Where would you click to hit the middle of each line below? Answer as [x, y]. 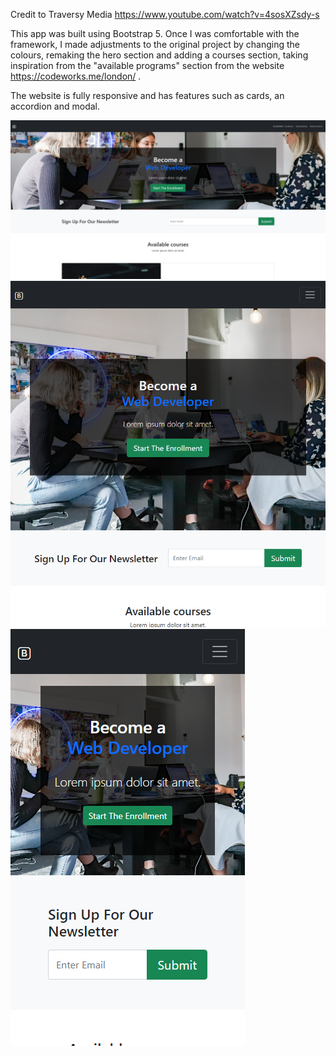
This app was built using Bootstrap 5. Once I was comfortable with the [155, 33]
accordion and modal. [55, 106]
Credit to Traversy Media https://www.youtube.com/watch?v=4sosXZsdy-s [165, 14]
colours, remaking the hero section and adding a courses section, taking [159, 55]
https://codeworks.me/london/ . [76, 76]
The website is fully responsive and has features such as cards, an [147, 95]
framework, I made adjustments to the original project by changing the [155, 44]
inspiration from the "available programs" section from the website [147, 65]
